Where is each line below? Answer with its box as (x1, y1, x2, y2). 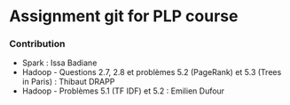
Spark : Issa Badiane (21, 57, 98, 68)
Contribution (9, 38, 66, 50)
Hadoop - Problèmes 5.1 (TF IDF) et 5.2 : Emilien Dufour (21, 86, 224, 96)
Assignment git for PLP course (9, 6, 239, 26)
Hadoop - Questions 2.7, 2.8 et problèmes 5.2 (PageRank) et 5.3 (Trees (21, 67, 282, 78)
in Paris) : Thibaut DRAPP (21, 77, 115, 87)
